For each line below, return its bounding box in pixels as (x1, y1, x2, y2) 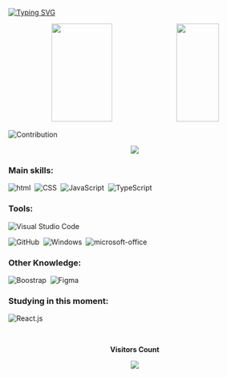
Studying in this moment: (8, 295, 109, 306)
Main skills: (8, 165, 54, 176)
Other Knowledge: (8, 257, 82, 268)
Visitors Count (110, 345, 160, 354)
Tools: (8, 203, 34, 215)
